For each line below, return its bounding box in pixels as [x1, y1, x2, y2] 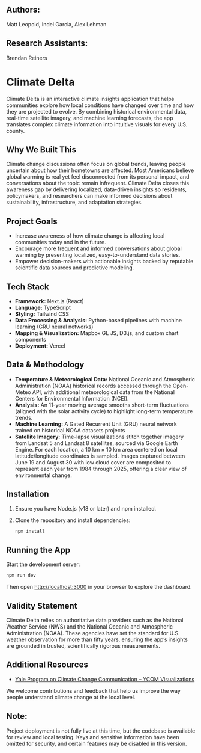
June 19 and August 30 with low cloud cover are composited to [14, 458, 172, 466]
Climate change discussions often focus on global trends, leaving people [6, 161, 186, 168]
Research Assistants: [6, 38, 88, 49]
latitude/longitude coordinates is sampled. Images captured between [14, 452, 185, 459]
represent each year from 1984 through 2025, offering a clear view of [14, 465, 187, 472]
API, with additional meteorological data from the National [32, 388, 175, 396]
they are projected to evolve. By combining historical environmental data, [6, 108, 187, 115]
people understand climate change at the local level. [6, 693, 136, 701]
